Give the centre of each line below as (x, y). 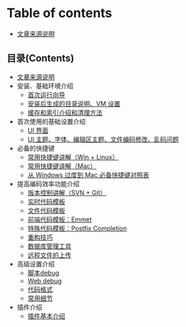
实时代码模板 (46, 202)
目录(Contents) (40, 58)
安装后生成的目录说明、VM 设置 (74, 103)
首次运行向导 (46, 95)
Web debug (44, 281)
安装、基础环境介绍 (45, 85)
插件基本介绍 (46, 316)
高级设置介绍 (35, 264)
